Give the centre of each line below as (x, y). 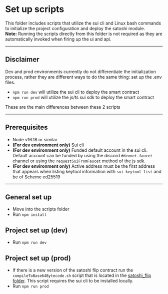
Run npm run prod (30, 286)
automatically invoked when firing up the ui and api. (58, 39)
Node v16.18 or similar (35, 139)
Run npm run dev (29, 242)
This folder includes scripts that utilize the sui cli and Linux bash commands (83, 23)
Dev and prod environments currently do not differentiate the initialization (81, 72)
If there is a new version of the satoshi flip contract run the (73, 270)
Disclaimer (22, 59)
